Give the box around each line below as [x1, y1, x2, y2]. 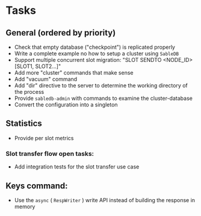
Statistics [5, 119, 43, 129]
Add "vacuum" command [14, 76, 78, 82]
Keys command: [5, 181, 68, 191]
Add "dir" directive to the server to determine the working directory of [14, 82, 188, 89]
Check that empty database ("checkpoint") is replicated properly [14, 43, 176, 51]
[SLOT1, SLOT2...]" [14, 63, 61, 70]
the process [14, 88, 45, 95]
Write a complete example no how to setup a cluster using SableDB [14, 50, 179, 57]
